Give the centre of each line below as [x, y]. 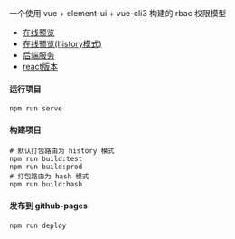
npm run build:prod [46, 167]
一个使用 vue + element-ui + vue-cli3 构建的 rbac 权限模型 [118, 13]
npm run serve [36, 109]
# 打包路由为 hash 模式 [49, 177]
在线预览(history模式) [62, 44]
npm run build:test [46, 159]
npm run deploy [38, 225]
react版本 [40, 67]
